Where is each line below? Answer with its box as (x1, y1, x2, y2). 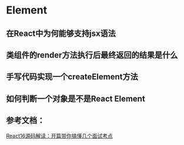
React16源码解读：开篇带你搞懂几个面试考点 (6, 132, 113, 139)
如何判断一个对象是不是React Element (6, 93, 145, 103)
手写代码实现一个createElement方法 (6, 72, 138, 82)
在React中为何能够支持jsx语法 (6, 28, 116, 38)
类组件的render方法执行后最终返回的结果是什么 (6, 50, 178, 60)
